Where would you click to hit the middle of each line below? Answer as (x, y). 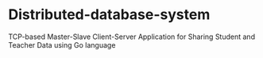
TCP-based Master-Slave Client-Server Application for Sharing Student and (132, 37)
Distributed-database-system (109, 15)
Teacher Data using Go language (62, 44)
